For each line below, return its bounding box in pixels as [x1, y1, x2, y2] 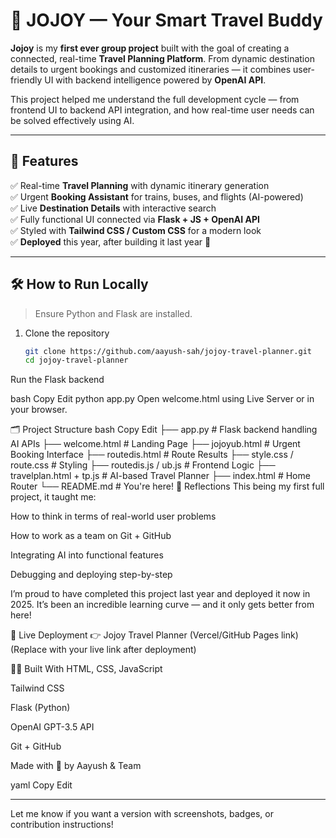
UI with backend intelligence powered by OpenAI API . [44, 74, 267, 86]
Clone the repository [24, 327, 110, 339]
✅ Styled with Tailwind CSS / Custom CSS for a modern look [10, 224, 262, 236]
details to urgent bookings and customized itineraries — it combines [10, 63, 292, 75]
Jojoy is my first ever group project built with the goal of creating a [10, 42, 290, 54]
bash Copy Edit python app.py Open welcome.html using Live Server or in [10, 393, 315, 405]
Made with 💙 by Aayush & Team [10, 760, 142, 772]
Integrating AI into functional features [10, 549, 164, 561]
